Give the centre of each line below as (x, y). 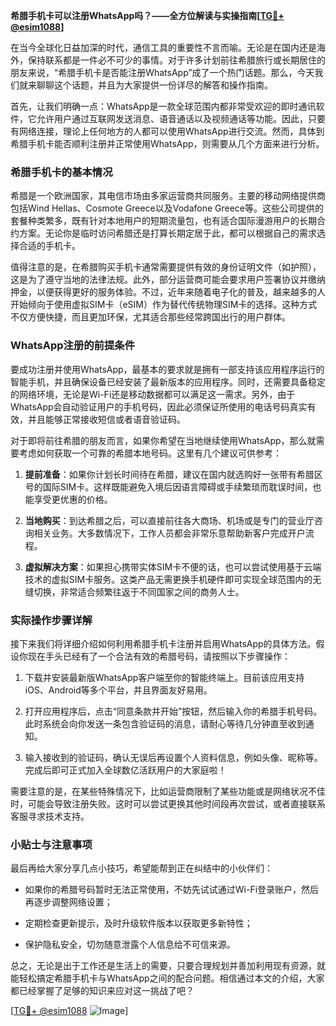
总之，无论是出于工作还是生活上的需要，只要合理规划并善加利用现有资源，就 (168, 966)
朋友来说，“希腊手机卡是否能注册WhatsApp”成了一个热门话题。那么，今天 (162, 72)
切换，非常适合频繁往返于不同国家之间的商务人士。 (139, 591)
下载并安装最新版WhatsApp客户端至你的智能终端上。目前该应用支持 (164, 677)
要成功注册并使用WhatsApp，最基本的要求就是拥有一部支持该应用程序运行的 (167, 369)
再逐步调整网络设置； (68, 902)
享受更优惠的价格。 (73, 499)
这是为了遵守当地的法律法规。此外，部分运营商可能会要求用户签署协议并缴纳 (168, 280)
